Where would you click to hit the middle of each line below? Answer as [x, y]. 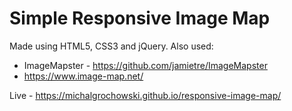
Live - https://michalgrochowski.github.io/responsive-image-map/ [145, 95]
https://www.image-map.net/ [83, 76]
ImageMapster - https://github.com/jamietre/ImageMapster [145, 65]
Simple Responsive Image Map [140, 18]
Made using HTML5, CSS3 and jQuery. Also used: [111, 46]
